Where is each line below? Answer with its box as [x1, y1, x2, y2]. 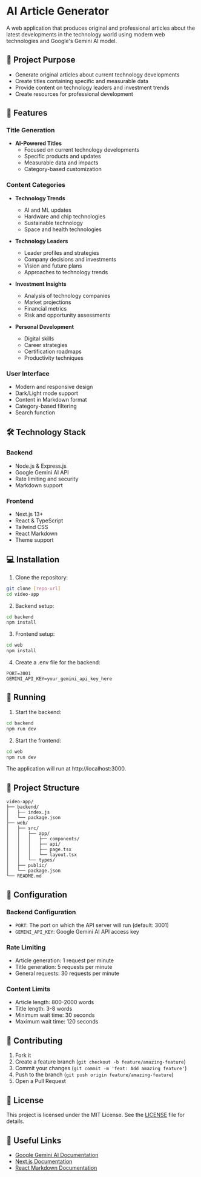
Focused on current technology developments [24, 146, 140, 153]
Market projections [24, 298, 71, 306]
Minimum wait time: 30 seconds [15, 1011, 95, 1019]
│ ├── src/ [6, 825, 39, 832]
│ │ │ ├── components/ [6, 836, 80, 842]
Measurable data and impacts [24, 159, 99, 166]
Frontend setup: [15, 630, 55, 638]
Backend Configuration [6, 908, 76, 916]
